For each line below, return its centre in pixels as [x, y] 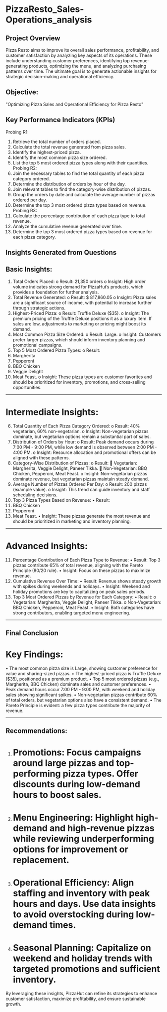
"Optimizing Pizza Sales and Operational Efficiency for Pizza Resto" [75, 104]
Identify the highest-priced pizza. [47, 152]
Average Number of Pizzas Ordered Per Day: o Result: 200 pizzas [80, 484]
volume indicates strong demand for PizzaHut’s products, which [78, 287]
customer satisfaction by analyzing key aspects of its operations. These [79, 55]
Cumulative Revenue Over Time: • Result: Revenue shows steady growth [87, 581]
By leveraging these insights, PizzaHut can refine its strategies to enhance [82, 993]
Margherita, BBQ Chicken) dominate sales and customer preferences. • [79, 684]
